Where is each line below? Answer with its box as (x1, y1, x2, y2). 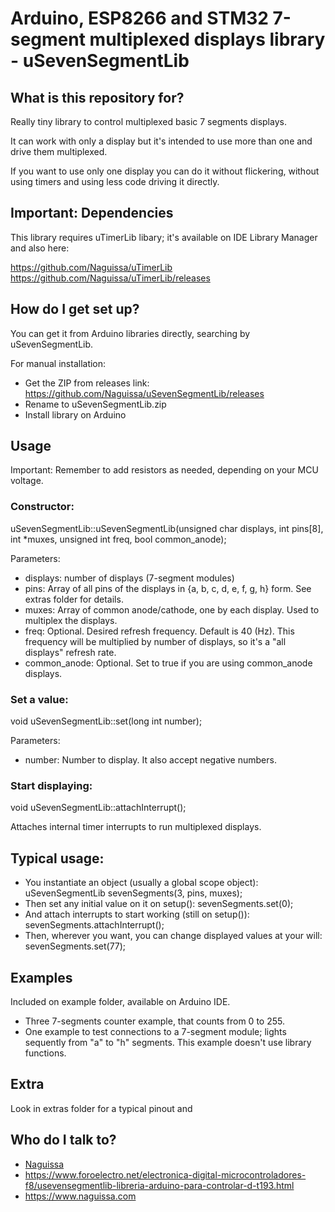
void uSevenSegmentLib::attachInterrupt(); (10, 802, 187, 814)
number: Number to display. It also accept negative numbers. (24, 754, 277, 766)
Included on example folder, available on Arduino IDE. (10, 995, 231, 1007)
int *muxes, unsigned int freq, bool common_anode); (10, 533, 227, 545)
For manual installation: (10, 357, 107, 369)
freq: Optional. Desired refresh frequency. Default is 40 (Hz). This (24, 625, 295, 637)
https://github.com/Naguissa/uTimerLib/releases (10, 272, 211, 284)
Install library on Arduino (24, 408, 127, 421)
